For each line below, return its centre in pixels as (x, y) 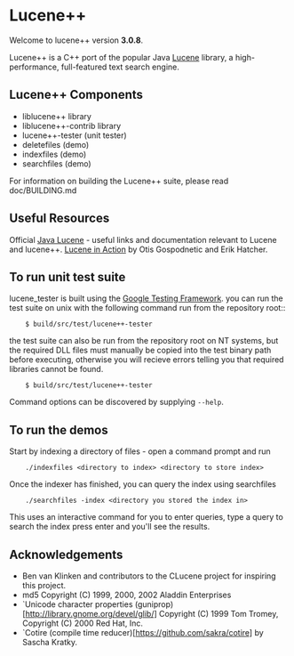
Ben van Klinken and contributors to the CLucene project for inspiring (149, 576)
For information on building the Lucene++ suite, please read (119, 181)
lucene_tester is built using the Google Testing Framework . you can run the (147, 298)
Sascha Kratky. (50, 642)
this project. (44, 585)
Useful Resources (60, 219)
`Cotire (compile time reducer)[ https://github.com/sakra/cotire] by (143, 632)
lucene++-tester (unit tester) (74, 135)
